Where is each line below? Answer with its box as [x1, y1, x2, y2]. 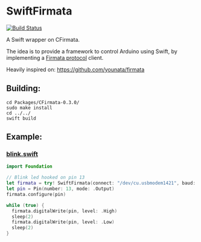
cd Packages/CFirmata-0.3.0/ [6, 99, 80, 105]
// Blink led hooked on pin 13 [6, 174, 85, 181]
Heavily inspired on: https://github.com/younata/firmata [6, 65, 145, 73]
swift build [6, 115, 36, 122]
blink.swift [6, 150, 38, 159]
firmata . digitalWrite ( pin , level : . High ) [11, 208, 118, 214]
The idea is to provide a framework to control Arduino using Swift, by [6, 47, 178, 55]
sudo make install [6, 105, 53, 111]
